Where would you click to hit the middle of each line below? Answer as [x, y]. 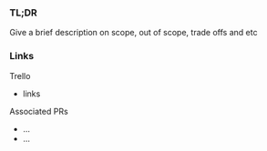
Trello [20, 75]
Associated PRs [39, 111]
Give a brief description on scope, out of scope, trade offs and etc [133, 33]
